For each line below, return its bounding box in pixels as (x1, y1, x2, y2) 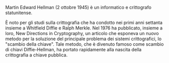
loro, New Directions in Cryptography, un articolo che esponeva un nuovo (5, 30, 159, 36)
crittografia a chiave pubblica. (5, 52, 67, 58)
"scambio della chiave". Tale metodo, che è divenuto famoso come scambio (5, 41, 164, 47)
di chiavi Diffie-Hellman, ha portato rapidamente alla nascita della (5, 47, 142, 52)
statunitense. (5, 10, 32, 16)
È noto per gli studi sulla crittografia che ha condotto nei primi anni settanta (5, 20, 163, 25)
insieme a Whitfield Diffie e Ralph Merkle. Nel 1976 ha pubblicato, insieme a (5, 25, 163, 31)
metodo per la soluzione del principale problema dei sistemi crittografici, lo (5, 36, 162, 42)
